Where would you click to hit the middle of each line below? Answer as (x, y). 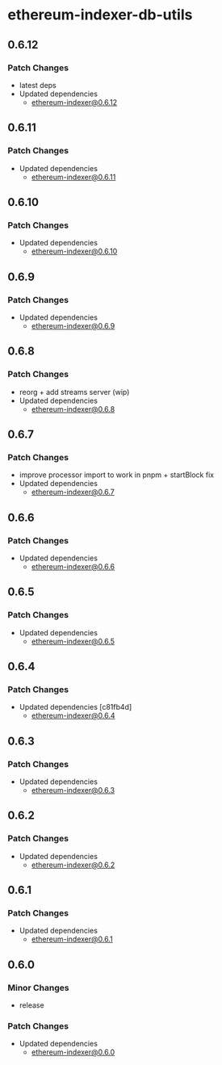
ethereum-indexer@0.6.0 (73, 1052)
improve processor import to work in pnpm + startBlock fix (117, 475)
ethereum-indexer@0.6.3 (73, 790)
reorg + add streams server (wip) (74, 392)
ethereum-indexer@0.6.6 (73, 566)
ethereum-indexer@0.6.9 (73, 325)
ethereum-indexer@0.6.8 (73, 409)
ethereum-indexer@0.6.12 (74, 102)
